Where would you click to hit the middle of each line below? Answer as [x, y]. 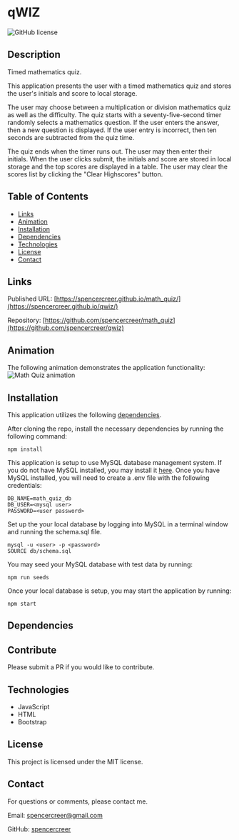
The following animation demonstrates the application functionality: [106, 368]
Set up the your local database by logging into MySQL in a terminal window [118, 524]
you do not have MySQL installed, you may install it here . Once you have [113, 470]
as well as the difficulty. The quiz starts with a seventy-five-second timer [115, 114]
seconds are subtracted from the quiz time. [71, 137]
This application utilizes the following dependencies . [85, 415]
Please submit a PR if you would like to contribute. [81, 667]
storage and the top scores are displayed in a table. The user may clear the [118, 166]
